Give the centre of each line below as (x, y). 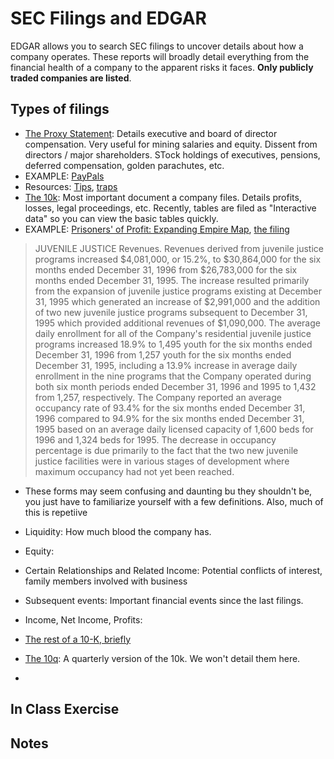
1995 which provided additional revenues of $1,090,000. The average (177, 323)
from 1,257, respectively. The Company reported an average (158, 397)
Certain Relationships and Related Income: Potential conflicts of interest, (173, 570)
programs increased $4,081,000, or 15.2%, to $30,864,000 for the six (178, 259)
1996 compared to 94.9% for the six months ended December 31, (169, 418)
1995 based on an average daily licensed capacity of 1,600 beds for (174, 429)
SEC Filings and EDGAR (108, 18)
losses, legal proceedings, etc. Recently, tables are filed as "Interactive (170, 208)
